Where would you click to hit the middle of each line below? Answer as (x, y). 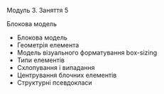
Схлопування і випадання (56, 67)
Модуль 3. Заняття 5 (38, 10)
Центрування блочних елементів (67, 75)
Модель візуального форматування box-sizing (87, 53)
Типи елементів (41, 60)
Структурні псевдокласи (55, 83)
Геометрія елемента (48, 45)
